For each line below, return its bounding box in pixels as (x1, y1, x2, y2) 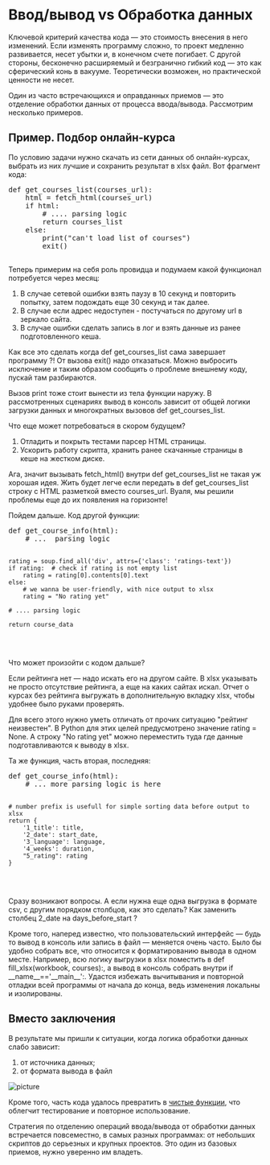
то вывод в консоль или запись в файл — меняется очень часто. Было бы (8, 937, 262, 947)
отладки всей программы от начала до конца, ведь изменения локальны (8, 980, 260, 990)
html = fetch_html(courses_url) (25, 193, 153, 202)
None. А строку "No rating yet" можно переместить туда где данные (8, 731, 243, 741)
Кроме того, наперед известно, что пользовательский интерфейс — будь (8, 928, 261, 938)
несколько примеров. (8, 107, 84, 117)
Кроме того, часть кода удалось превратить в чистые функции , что (8, 1097, 241, 1107)
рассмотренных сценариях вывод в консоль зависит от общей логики (8, 397, 251, 406)
